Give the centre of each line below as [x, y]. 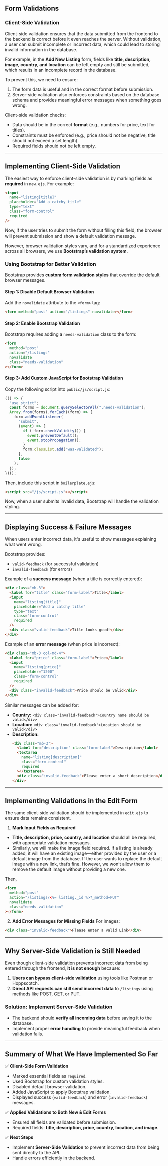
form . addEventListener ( [39, 417]
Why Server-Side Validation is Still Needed [73, 951]
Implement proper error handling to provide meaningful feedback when [86, 1028]
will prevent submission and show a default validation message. [71, 236]
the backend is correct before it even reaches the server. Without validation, [83, 39]
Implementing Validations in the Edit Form [72, 800]
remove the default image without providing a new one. [69, 869]
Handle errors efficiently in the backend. [54, 1158]
